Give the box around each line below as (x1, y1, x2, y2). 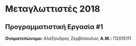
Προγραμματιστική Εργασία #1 (5, 23, 103, 31)
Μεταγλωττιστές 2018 (5, 3, 101, 15)
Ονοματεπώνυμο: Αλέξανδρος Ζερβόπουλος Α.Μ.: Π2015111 (5, 35, 132, 41)
